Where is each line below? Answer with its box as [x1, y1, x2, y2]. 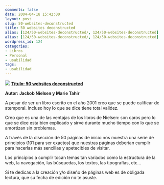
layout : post [5, 16, 32, 21]
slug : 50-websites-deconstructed [5, 21, 73, 26]
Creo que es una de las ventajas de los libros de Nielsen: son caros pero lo [5, 115, 156, 121]
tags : [5, 62, 16, 67]
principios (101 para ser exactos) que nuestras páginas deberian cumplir [5, 140, 151, 146]
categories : [5, 44, 29, 49]
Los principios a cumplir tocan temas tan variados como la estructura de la [5, 154, 156, 160]
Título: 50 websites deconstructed [11, 81, 83, 87]
